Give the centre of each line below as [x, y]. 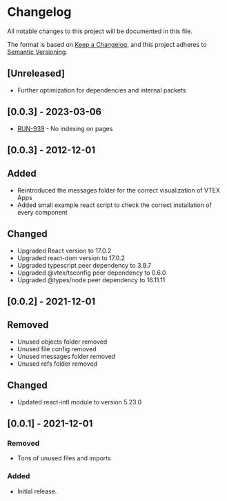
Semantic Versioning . [37, 52]
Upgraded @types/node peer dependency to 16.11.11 [91, 279]
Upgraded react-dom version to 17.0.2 [71, 258]
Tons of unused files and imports [64, 458]
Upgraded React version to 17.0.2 [64, 250]
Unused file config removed [57, 348]
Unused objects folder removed [62, 342]
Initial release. [37, 491]
